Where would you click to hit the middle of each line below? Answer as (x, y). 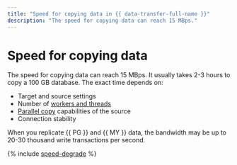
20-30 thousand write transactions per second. (76, 140)
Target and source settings (57, 96)
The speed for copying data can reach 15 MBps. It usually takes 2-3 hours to (119, 75)
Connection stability (47, 119)
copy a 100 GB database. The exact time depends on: (86, 83)
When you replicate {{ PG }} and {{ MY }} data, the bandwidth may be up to (117, 132)
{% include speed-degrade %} (52, 154)
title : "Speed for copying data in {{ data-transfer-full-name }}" (109, 14)
